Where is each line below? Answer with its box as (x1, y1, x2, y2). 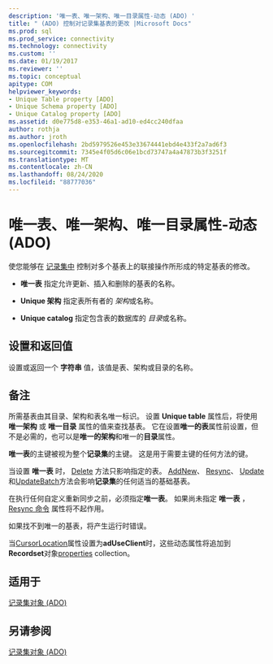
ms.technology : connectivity (8, 42, 107, 50)
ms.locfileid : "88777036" (8, 178, 96, 187)
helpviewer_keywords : (8, 87, 82, 96)
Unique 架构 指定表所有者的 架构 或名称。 (19, 296, 158, 306)
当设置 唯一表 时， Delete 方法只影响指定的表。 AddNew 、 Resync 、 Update (8, 467, 265, 476)
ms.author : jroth (8, 132, 67, 141)
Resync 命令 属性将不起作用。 (8, 504, 109, 514)
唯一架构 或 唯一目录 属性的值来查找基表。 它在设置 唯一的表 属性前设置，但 (8, 422, 258, 432)
